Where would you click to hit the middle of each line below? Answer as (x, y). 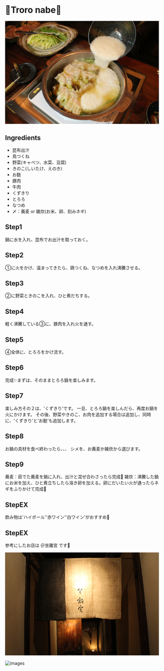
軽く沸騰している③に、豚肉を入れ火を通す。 (51, 324)
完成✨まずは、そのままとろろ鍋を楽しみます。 (52, 380)
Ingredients (23, 137)
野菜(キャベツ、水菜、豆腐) (39, 162)
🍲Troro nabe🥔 (33, 10)
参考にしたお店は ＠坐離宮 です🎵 (38, 545)
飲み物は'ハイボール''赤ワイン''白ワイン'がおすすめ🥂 (57, 517)
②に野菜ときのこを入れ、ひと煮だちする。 (49, 296)
